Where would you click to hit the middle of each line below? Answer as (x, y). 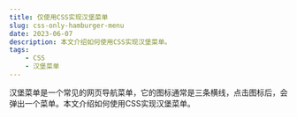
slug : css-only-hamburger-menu (67, 26)
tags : (19, 50)
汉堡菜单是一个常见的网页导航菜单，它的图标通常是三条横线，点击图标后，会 (148, 92)
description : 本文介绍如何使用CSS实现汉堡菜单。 (90, 42)
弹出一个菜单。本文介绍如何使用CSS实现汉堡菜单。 (103, 103)
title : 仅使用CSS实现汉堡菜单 (59, 17)
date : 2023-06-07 (41, 33)
